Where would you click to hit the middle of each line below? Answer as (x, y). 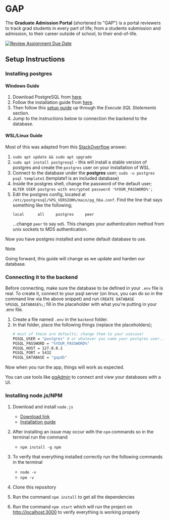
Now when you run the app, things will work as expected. (65, 367)
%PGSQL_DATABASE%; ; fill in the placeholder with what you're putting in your (81, 304)
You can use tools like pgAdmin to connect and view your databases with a (83, 377)
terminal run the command (40, 437)
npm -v (27, 477)
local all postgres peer (53, 214)
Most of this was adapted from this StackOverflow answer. (66, 147)
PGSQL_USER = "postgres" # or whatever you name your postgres (80, 339)
